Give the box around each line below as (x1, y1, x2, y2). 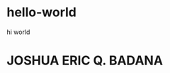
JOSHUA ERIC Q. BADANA (6, 52, 164, 69)
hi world (6, 28, 30, 36)
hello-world (6, 4, 77, 21)
